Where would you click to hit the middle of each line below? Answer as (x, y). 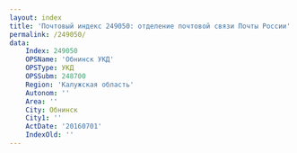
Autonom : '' (48, 93)
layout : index (36, 18)
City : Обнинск (52, 110)
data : (19, 43)
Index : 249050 (52, 51)
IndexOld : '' (50, 135)
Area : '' (42, 101)
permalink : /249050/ (48, 34)
